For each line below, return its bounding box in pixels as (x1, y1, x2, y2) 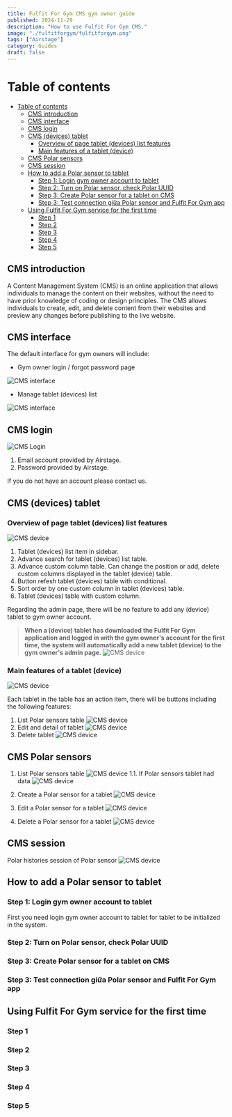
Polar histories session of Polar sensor (7, 856, 117, 864)
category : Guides (7, 43, 58, 49)
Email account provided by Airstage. (17, 456, 122, 464)
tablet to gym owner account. (7, 613, 92, 621)
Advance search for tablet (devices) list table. (17, 555, 148, 563)
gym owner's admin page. (24, 648, 102, 656)
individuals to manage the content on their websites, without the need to (7, 288, 214, 297)
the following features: (7, 702, 72, 711)
